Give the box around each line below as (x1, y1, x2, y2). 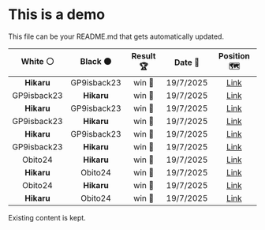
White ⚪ (21, 55, 54, 66)
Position (218, 50, 250, 61)
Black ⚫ (80, 55, 112, 66)
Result (131, 50, 156, 61)
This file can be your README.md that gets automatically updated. (8, 32, 225, 41)
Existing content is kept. (8, 213, 87, 222)
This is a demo (8, 6, 105, 24)
